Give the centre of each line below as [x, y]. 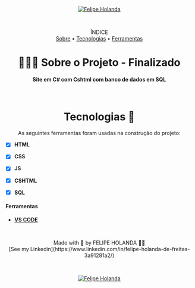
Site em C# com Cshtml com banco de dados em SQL [99, 79]
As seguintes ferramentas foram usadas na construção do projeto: [99, 133]
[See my [19, 249]
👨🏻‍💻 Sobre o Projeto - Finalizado [99, 63]
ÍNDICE [99, 32]
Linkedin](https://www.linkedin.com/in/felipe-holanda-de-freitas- [110, 249]
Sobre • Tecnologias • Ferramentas [99, 38]
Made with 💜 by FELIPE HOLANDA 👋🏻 [99, 242]
